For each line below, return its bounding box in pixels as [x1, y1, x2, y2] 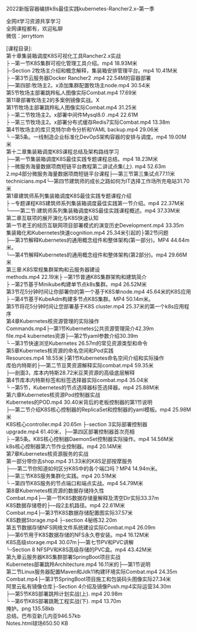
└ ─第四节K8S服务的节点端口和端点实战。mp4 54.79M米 [6, 480, 143, 486]
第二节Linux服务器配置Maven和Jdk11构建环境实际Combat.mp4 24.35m [6, 568, 178, 575]
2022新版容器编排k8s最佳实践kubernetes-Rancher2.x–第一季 [6, 5, 155, 12]
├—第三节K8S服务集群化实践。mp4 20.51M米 [6, 472, 117, 479]
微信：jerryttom [6, 32, 44, 39]
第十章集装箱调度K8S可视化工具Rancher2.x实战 [6, 52, 122, 59]
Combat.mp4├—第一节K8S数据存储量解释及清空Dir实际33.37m [6, 495, 159, 501]
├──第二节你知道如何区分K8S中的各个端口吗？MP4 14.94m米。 [6, 465, 161, 472]
